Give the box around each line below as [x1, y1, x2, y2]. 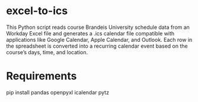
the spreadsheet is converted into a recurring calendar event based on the [6, 42, 188, 50]
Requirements [6, 70, 77, 83]
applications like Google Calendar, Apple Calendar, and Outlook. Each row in [6, 36, 193, 43]
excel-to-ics [6, 4, 68, 18]
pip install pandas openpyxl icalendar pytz [6, 88, 110, 96]
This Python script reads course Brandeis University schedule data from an [6, 24, 190, 31]
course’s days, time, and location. [6, 48, 88, 55]
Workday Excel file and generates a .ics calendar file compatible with [6, 29, 175, 37]
